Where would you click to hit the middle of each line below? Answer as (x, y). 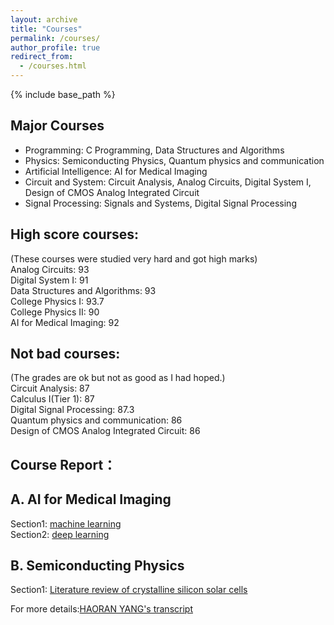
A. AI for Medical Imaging (91, 499)
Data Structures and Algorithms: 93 (83, 290)
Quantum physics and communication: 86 (96, 420)
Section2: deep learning (60, 534)
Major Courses (57, 126)
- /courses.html (53, 66)
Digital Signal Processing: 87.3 (72, 410)
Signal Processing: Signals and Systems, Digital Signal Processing (160, 203)
